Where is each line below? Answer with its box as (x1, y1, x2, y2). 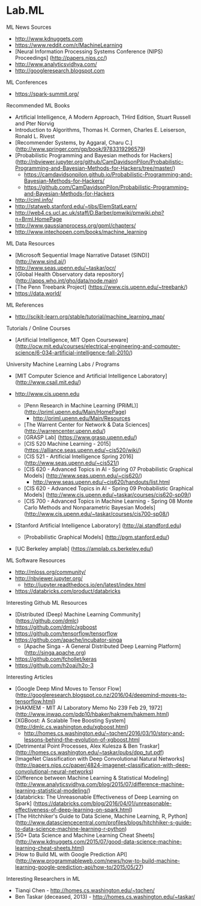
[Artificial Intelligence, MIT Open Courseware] (14, 336, 129, 343)
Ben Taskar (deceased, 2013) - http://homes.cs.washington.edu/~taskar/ (14, 893, 196, 900)
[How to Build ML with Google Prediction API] (14, 850, 127, 858)
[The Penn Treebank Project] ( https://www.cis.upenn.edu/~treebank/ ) (14, 283, 188, 290)
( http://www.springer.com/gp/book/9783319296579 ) (14, 145, 146, 152)
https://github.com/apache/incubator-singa (14, 636, 122, 643)
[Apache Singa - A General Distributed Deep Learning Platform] (23, 643, 181, 650)
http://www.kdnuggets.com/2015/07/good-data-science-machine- (17, 838, 182, 845)
